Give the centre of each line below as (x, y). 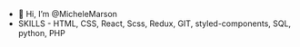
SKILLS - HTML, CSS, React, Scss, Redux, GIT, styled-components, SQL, (155, 23)
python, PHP (41, 33)
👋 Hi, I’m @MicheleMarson (68, 14)
